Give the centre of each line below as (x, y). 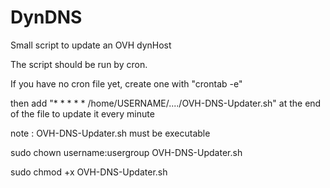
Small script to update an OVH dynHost (91, 45)
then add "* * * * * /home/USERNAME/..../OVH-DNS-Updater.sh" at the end (166, 103)
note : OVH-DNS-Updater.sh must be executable (110, 133)
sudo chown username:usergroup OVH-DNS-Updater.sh (126, 152)
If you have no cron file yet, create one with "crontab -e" (126, 83)
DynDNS (46, 17)
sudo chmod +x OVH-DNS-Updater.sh (89, 172)
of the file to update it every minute (82, 113)
